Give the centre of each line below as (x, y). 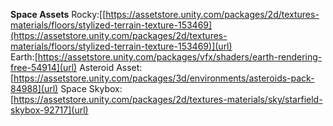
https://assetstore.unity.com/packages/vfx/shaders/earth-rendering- (180, 57)
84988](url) (34, 88)
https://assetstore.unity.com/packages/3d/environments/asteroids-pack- (164, 78)
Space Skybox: (91, 88)
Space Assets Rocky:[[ (58, 14)
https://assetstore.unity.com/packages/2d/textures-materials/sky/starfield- (168, 99)
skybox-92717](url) (49, 110)
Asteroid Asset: (111, 67)
